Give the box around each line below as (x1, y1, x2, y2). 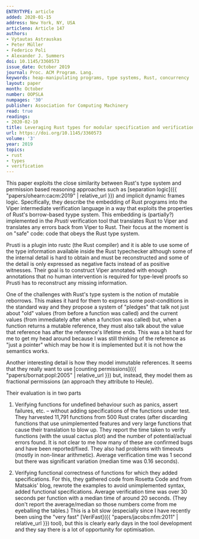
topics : (6, 147, 25, 153)
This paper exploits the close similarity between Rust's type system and (6, 179, 182, 187)
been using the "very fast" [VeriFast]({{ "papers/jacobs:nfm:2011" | (14, 513, 179, 521)
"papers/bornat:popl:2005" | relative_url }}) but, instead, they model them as (6, 372, 193, 379)
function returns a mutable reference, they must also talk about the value (6, 322, 184, 329)
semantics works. (6, 348, 49, 355)
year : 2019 (6, 141, 33, 147)
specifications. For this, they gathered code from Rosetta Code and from (14, 475, 192, 483)
